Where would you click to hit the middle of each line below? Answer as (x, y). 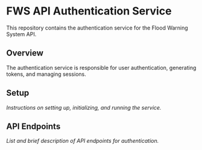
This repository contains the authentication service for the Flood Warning (97, 28)
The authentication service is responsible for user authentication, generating (101, 67)
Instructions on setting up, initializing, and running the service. (84, 107)
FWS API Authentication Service (89, 11)
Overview (25, 53)
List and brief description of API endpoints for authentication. (83, 141)
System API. (21, 34)
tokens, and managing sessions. (46, 74)
